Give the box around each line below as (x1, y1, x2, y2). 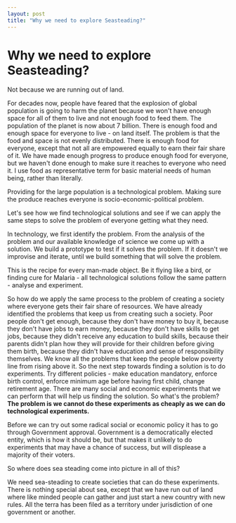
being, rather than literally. (7, 174, 83, 183)
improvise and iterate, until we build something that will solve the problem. (7, 252, 223, 261)
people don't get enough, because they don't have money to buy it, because (7, 317, 229, 326)
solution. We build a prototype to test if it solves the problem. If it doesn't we (7, 245, 228, 254)
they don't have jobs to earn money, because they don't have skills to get (7, 325, 219, 333)
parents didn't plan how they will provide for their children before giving (7, 340, 215, 348)
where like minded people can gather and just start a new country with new (7, 493, 226, 501)
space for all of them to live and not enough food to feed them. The (7, 114, 202, 123)
